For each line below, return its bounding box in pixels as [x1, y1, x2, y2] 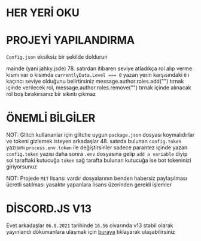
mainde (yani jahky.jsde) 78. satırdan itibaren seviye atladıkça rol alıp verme [6, 65, 193, 72]
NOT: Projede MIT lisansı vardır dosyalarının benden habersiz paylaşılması [6, 174, 187, 182]
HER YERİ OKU [6, 6, 80, 20]
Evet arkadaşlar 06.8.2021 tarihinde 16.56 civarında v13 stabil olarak [6, 222, 173, 229]
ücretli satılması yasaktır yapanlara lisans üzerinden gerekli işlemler [6, 181, 172, 188]
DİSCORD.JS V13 [6, 202, 92, 216]
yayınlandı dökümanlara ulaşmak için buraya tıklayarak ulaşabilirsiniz [6, 228, 175, 235]
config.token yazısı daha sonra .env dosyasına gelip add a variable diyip [6, 150, 188, 158]
